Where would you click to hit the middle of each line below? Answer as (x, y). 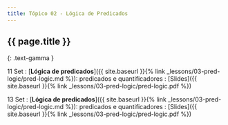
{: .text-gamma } (30, 58)
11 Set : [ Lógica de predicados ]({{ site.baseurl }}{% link (86, 71)
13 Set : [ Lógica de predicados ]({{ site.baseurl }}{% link (87, 99)
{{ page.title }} (39, 42)
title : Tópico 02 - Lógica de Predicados (68, 13)
